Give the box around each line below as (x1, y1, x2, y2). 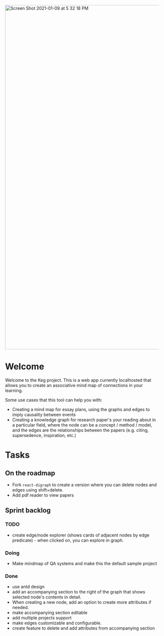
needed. (12, 605, 29, 611)
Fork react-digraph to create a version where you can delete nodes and (12, 482, 157, 488)
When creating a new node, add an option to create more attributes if (12, 599, 151, 605)
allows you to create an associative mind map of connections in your (5, 382, 143, 388)
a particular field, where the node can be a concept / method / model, (12, 422, 152, 428)
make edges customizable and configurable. (12, 620, 102, 626)
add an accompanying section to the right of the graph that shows (12, 589, 145, 595)
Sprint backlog (5, 506, 51, 514)
